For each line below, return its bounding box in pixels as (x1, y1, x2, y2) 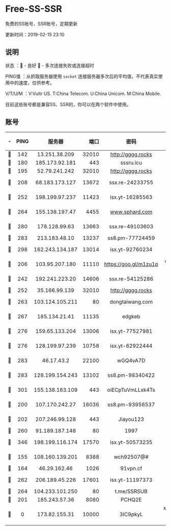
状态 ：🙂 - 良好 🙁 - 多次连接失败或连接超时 (5, 62, 94, 68)
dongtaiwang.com (109, 298, 153, 305)
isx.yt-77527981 (110, 327, 153, 334)
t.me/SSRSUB (115, 488, 148, 495)
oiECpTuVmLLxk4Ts (107, 386, 155, 393)
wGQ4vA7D (117, 357, 146, 364)
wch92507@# (113, 453, 149, 460)
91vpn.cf (120, 465, 142, 472)
